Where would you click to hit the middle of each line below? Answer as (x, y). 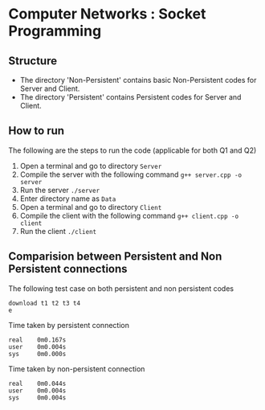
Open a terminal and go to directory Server (91, 166)
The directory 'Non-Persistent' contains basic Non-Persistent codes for (138, 80)
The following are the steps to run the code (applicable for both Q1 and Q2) (132, 150)
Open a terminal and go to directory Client (91, 207)
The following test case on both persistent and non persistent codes (121, 288)
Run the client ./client (58, 231)
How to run (37, 131)
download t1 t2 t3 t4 (45, 303)
